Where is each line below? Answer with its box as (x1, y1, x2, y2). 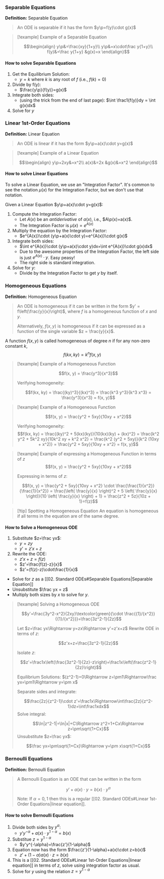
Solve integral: (17, 711, 47, 717)
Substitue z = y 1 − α (12, 835, 51, 842)
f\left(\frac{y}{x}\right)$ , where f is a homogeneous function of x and (17, 308, 157, 314)
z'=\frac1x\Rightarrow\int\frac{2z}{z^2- (73, 698, 153, 704)
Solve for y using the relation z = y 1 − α (12, 867, 90, 874)
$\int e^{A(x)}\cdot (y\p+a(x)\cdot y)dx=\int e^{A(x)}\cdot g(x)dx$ (19, 243, 153, 249)
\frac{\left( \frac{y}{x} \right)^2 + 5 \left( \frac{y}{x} (53, 488, 158, 494)
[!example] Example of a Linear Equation (17, 150, 99, 156)
